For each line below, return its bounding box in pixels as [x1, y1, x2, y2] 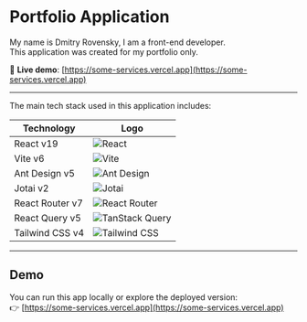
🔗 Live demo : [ [9, 64, 66, 75]
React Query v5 [14, 211, 82, 224]
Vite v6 [14, 152, 45, 165]
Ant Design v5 [14, 166, 76, 179]
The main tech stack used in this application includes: [9, 100, 212, 111]
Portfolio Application [9, 6, 170, 27]
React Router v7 [14, 197, 84, 209]
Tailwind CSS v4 [14, 226, 85, 239]
